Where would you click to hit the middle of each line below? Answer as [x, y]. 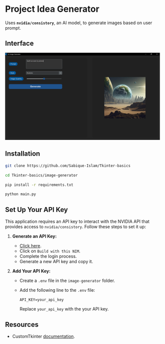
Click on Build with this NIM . [50, 251]
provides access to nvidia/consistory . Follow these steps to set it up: [76, 227]
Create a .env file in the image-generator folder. [67, 281]
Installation [23, 154]
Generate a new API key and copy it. [56, 262]
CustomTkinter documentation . [43, 336]
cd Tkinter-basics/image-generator [41, 175]
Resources [22, 325]
